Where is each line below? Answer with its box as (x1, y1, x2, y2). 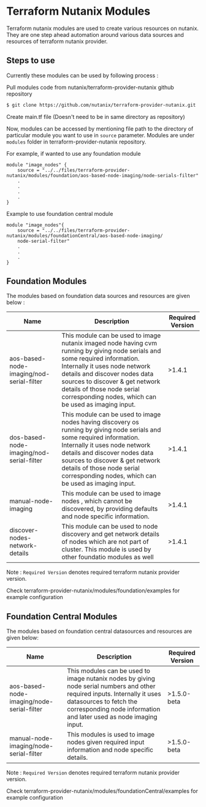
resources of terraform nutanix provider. (6, 37, 108, 45)
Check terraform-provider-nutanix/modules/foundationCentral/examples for (6, 787, 198, 795)
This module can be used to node (61, 522, 158, 531)
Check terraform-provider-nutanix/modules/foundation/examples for (6, 587, 180, 594)
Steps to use (6, 55, 55, 66)
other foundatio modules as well (61, 553, 154, 562)
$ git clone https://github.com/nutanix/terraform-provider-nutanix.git (6, 102, 196, 108)
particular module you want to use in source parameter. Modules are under (6, 131, 195, 139)
